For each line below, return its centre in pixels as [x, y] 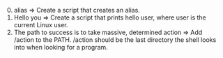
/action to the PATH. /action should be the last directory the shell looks [115, 40]
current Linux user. [41, 25]
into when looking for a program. [61, 47]
